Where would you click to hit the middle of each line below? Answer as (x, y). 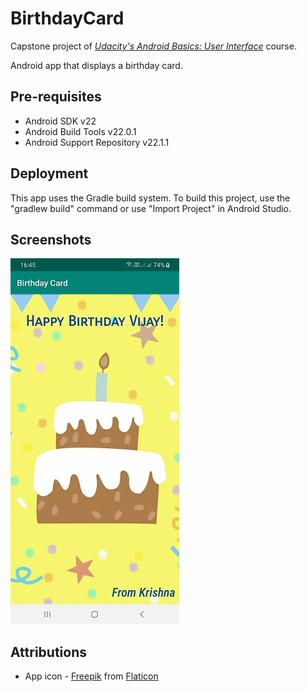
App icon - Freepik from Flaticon (91, 676)
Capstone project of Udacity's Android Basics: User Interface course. (153, 46)
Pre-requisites (56, 97)
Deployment (49, 173)
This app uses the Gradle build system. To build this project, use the (150, 198)
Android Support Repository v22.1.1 (97, 142)
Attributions (49, 652)
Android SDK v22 (60, 121)
